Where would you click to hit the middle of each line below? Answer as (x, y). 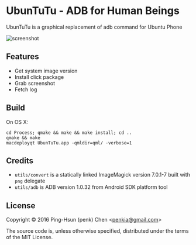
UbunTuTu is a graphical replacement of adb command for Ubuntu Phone (94, 27)
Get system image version (46, 71)
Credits (20, 161)
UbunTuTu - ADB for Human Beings (93, 11)
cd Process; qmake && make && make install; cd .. (69, 133)
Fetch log (26, 89)
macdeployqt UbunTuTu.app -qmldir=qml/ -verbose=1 (69, 143)
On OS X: (17, 122)
